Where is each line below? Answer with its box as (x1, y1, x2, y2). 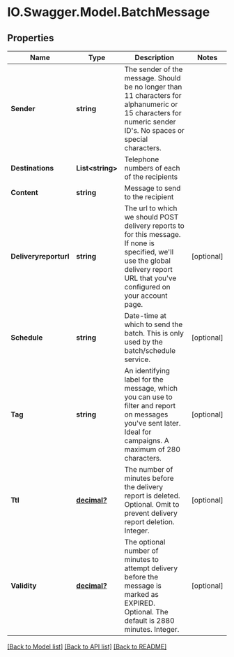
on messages (124, 410, 169, 419)
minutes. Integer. (124, 625, 180, 634)
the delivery (124, 482, 164, 491)
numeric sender (124, 117, 176, 127)
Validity (10, 581, 37, 591)
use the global (124, 256, 171, 266)
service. (124, 354, 151, 364)
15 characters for (124, 108, 182, 117)
